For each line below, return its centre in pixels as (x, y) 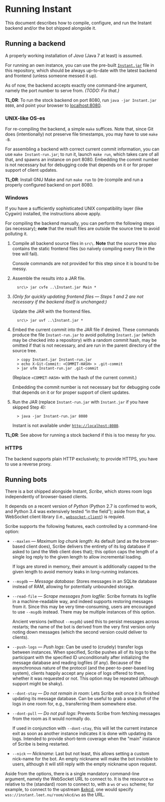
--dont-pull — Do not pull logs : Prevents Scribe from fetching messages (86, 713)
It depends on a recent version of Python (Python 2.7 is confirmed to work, (81, 506)
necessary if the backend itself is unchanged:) (60, 302)
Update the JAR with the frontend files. (52, 311)
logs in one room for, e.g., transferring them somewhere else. (74, 704)
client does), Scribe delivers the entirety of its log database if (88, 546)
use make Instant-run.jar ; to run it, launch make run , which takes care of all (82, 154)
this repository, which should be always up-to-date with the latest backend (81, 70)
